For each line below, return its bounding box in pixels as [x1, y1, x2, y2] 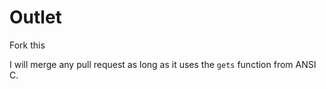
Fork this [9, 39, 46, 51]
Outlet [9, 6, 62, 29]
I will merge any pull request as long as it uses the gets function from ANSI [9, 58, 317, 70]
